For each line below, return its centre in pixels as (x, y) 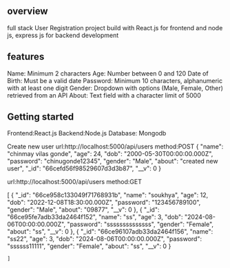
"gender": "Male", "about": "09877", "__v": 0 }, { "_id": (83, 210)
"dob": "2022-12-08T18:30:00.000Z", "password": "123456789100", (104, 203)
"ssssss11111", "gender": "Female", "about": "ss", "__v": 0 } (89, 246)
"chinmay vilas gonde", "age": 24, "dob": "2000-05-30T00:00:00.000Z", (110, 154)
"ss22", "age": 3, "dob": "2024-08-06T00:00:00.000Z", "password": (104, 239)
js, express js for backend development (63, 35)
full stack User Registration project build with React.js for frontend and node (115, 27)
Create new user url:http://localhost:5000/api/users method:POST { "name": (115, 146)
